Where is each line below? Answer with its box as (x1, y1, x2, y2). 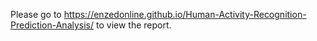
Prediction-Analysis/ (10, 19, 95, 31)
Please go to (10, 9, 62, 20)
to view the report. (95, 19, 172, 31)
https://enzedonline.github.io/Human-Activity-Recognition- (63, 9, 307, 20)
